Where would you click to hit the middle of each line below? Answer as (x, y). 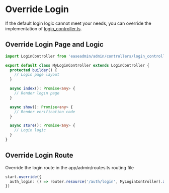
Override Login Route (39, 155)
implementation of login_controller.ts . (44, 28)
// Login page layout (37, 75)
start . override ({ (23, 177)
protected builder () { (33, 70)
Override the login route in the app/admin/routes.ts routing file (70, 167)
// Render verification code (45, 112)
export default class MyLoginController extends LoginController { (77, 65)
